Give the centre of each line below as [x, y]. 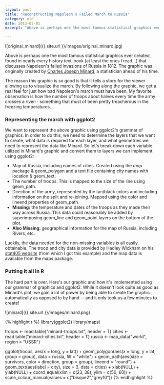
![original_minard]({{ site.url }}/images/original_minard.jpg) [64, 46]
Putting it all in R [25, 271]
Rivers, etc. [23, 233]
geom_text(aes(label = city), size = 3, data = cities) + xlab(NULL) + [72, 367]
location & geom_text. [34, 176]
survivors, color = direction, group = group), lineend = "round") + [71, 361]
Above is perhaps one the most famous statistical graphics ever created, [78, 56]
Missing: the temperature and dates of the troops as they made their [81, 207]
